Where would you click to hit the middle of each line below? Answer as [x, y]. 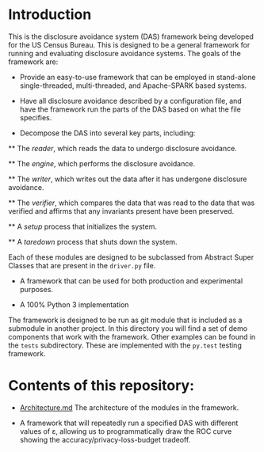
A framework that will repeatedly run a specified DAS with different [129, 423]
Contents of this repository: [101, 386]
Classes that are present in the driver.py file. [82, 265]
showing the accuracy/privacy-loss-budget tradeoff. [105, 439]
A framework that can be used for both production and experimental [131, 281]
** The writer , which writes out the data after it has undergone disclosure [128, 179]
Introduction [50, 15]
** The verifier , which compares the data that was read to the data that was [132, 203]
